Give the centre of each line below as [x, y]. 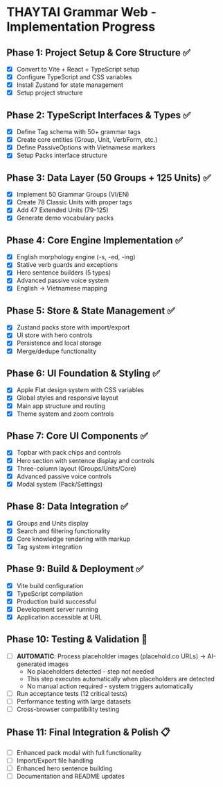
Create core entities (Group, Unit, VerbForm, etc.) [87, 140]
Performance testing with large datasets [74, 701]
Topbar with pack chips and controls [69, 453]
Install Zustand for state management [70, 85]
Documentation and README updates [71, 776]
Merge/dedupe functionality [56, 351]
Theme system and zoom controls [65, 414]
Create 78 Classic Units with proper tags [74, 202]
